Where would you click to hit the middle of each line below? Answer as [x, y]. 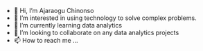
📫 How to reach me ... [46, 40]
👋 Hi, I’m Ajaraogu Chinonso [54, 11]
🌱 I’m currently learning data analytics [68, 25]
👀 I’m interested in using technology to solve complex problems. [105, 18]
